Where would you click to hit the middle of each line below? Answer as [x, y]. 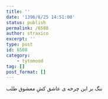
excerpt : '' [21, 39]
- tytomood [30, 61]
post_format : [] [26, 72]
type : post [19, 45]
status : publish [26, 22]
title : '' [18, 11]
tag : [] [16, 66]
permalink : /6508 [27, 28]
